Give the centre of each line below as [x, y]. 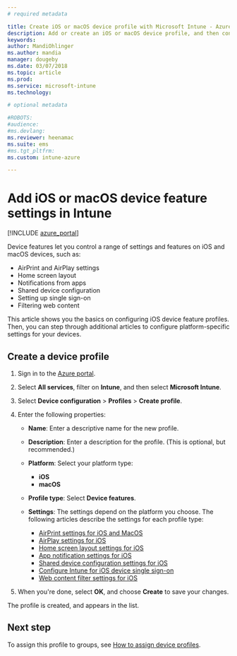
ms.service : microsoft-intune [52, 86]
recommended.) [51, 449]
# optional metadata [38, 105]
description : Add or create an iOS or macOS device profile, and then [113, 33]
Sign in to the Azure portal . [56, 373]
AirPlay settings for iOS [72, 540]
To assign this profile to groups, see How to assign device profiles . [104, 645]
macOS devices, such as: [44, 254]
